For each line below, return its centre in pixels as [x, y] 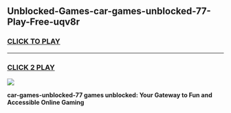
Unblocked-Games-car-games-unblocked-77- [109, 11]
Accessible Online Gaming [46, 102]
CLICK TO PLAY [34, 42]
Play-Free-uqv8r [44, 22]
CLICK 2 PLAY [31, 67]
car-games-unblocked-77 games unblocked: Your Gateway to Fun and [110, 95]
